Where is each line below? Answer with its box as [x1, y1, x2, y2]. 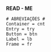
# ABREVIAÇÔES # [6, 16, 45, 22]
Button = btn [6, 31, 38, 37]
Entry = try [6, 26, 35, 32]
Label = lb [6, 36, 32, 42]
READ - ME [6, 5, 33, 12]
